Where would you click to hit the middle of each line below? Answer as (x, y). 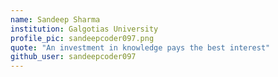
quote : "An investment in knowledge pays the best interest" (140, 47)
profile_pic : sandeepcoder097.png (82, 38)
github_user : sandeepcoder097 (73, 57)
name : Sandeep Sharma (55, 19)
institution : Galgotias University (84, 29)
